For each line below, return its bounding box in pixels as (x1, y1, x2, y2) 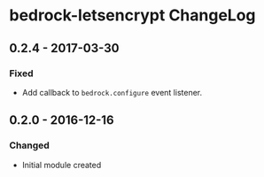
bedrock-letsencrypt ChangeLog (9, 5, 256, 26)
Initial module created (21, 159, 102, 170)
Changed (9, 139, 50, 151)
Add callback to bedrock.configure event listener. (21, 87, 202, 97)
